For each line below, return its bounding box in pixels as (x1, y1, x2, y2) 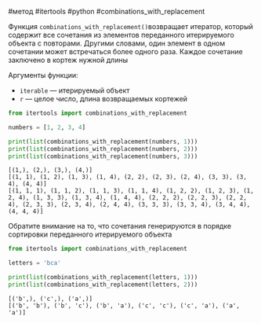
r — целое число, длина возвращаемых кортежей (19, 94, 188, 103)
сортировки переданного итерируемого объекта (8, 229, 172, 239)
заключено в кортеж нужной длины (8, 55, 128, 64)
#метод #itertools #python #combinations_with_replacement (8, 7, 205, 16)
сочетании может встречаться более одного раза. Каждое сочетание (8, 47, 243, 56)
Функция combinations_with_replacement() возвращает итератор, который (8, 22, 253, 31)
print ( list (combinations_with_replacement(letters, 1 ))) (8, 273, 198, 281)
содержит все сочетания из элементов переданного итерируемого (8, 31, 235, 39)
